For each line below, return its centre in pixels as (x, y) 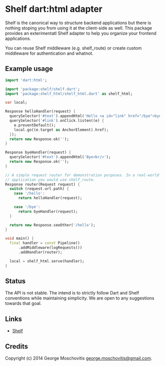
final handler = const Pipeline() (45, 243)
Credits (17, 346)
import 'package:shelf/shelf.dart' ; (42, 89)
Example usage (29, 69)
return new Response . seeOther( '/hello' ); (53, 225)
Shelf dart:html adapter (54, 9)
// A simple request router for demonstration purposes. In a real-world (82, 175)
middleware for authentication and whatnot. (49, 53)
